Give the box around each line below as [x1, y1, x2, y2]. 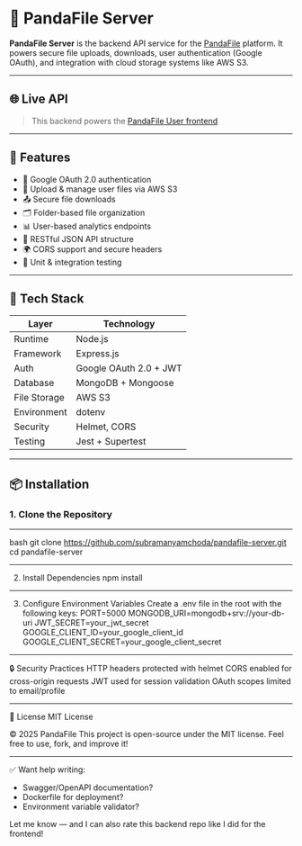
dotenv [75, 406, 106, 418]
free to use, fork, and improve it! [9, 738, 129, 750]
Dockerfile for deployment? [22, 792, 124, 803]
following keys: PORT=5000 [22, 607, 127, 619]
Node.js [75, 333, 109, 346]
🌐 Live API [9, 92, 69, 107]
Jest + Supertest [75, 436, 147, 448]
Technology [102, 318, 155, 330]
